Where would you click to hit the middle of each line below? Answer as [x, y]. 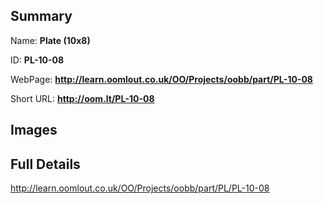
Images [34, 130]
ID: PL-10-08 [37, 60]
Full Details [45, 164]
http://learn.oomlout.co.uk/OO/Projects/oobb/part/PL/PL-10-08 [140, 188]
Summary [41, 16]
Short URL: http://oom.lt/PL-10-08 [82, 98]
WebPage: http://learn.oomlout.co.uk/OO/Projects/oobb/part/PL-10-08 [161, 79]
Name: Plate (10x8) [50, 40]
